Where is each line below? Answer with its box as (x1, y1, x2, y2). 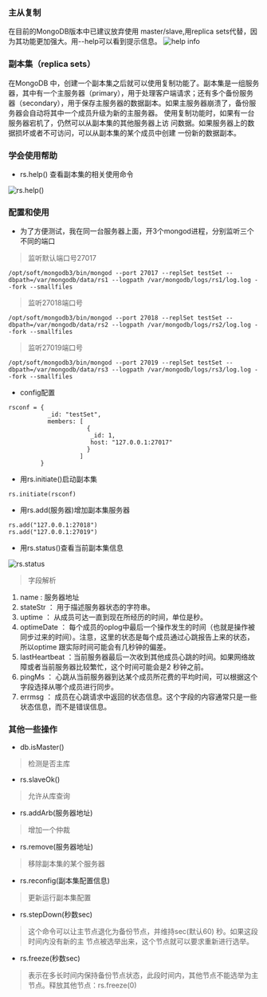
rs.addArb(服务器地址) (19, 808, 93, 818)
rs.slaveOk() (19, 775, 61, 784)
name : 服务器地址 (19, 592, 80, 603)
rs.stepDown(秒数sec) (19, 910, 93, 920)
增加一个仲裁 (27, 825, 70, 834)
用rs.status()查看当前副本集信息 (19, 544, 124, 553)
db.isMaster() (19, 743, 65, 752)
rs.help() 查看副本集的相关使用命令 (19, 169, 134, 179)
